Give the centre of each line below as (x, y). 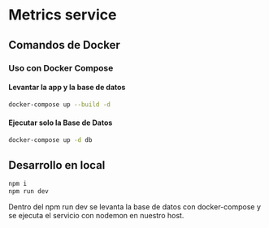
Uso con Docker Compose (61, 68)
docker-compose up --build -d (60, 104)
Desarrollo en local (57, 165)
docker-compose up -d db (50, 140)
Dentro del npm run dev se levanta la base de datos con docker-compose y (135, 207)
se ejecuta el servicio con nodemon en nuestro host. (96, 216)
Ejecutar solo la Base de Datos (61, 123)
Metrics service (63, 15)
